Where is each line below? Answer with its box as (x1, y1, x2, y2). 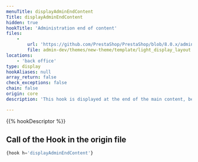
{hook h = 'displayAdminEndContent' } (6, 150, 94, 156)
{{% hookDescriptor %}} (6, 117, 66, 124)
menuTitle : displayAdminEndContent (6, 8, 94, 15)
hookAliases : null (6, 69, 51, 75)
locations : (6, 52, 33, 58)
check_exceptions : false (6, 80, 67, 86)
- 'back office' (16, 58, 57, 64)
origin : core (6, 91, 38, 97)
